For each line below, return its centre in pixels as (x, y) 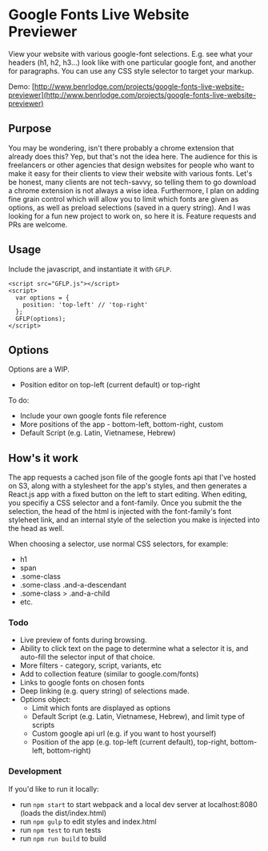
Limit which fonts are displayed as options (101, 708)
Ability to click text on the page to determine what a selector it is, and (134, 648)
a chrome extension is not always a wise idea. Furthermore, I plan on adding (134, 191)
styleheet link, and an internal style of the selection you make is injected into (134, 520)
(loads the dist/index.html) (63, 813)
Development (35, 772)
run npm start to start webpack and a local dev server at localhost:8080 (138, 804)
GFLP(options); (41, 319)
